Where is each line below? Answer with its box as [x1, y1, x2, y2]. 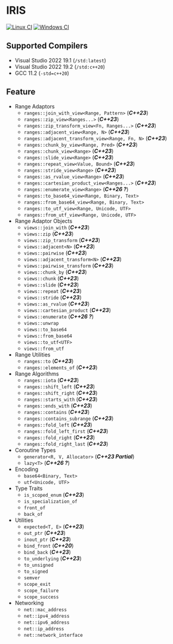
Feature [6, 87, 36, 97]
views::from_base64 [23, 333, 73, 339]
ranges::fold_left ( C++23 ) [23, 421, 92, 428]
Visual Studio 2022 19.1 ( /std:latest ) [14, 56, 106, 64]
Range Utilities [14, 351, 51, 358]
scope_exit [23, 581, 51, 587]
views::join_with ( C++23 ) [23, 223, 90, 231]
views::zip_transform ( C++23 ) [23, 236, 100, 243]
